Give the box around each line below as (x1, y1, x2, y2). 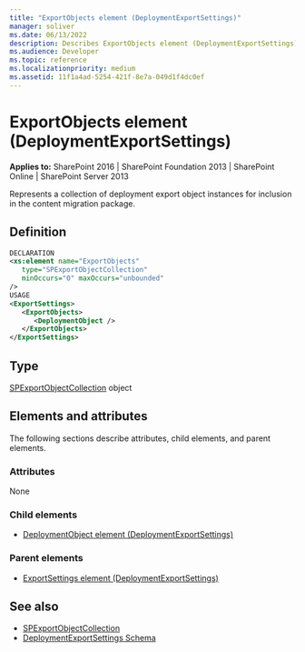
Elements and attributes (9, 408, 148, 424)
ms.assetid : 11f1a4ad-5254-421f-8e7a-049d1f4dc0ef (9, 73, 205, 82)
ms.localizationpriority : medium (9, 65, 136, 74)
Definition (9, 225, 66, 240)
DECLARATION (9, 248, 54, 257)
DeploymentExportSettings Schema (22, 633, 156, 644)
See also (9, 599, 59, 615)
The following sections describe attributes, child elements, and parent (9, 433, 271, 444)
